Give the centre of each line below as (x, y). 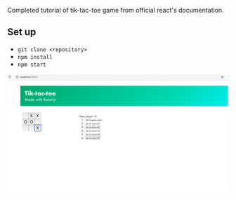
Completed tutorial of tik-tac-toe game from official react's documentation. (116, 10)
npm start (32, 65)
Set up (22, 32)
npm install (35, 57)
